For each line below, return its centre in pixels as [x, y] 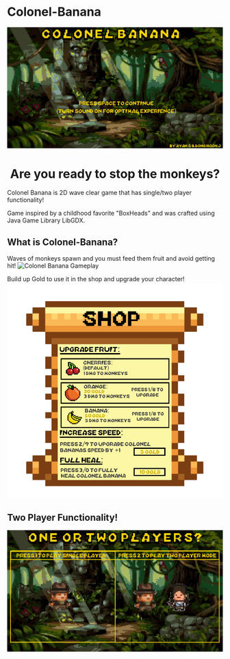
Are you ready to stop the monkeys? [115, 173]
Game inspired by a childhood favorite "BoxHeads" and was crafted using [111, 214]
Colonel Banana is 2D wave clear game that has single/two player [99, 193]
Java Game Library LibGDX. [46, 220]
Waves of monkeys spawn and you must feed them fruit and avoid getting [111, 259]
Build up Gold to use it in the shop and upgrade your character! [96, 279]
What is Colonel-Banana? [63, 242]
